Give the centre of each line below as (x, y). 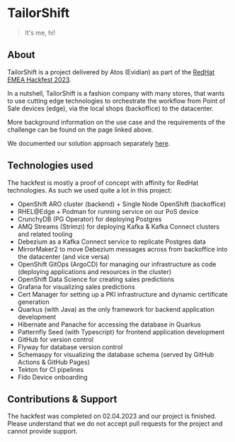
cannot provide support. (42, 431)
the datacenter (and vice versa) (63, 256)
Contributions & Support (62, 399)
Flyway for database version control (70, 347)
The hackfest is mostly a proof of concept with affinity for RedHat (103, 183)
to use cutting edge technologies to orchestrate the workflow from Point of (116, 101)
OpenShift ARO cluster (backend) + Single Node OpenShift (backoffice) (122, 204)
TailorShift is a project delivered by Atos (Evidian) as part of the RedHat (111, 72)
